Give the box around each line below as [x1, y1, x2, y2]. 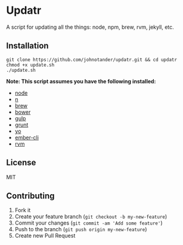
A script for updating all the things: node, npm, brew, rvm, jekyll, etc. [6, 23, 174, 31]
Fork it [14, 207, 31, 214]
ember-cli [14, 134, 39, 141]
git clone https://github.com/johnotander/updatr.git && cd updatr [6, 56, 178, 63]
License [6, 158, 36, 168]
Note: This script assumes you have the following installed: [6, 77, 156, 84]
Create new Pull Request [14, 232, 76, 240]
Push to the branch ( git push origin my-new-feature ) [14, 226, 147, 233]
